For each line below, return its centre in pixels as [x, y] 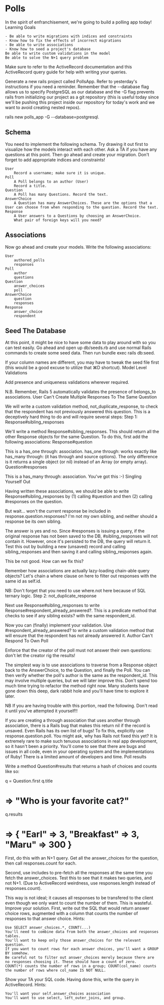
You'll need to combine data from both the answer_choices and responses [82, 932]
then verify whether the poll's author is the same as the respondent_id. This [81, 676]
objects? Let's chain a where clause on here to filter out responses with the [81, 576]
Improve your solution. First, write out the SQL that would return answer [77, 908]
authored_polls [29, 260]
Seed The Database [35, 331]
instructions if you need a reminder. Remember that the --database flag [77, 87]
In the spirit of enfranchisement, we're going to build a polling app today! [78, 22]
